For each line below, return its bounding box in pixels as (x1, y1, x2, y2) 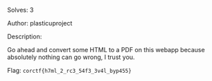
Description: (7, 32, 42, 40)
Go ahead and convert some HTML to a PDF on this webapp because (7, 46, 206, 54)
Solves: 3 (7, 6, 34, 14)
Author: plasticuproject (7, 19, 73, 27)
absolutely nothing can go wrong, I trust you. (7, 53, 135, 61)
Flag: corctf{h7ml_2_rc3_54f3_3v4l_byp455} (7, 67, 132, 74)
